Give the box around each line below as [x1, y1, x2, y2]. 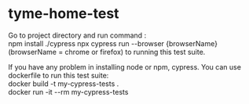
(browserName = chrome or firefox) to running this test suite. [8, 47, 206, 56]
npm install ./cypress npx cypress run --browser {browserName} [8, 38, 218, 48]
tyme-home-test [8, 5, 119, 23]
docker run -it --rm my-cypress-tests [8, 87, 129, 96]
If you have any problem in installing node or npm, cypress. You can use [8, 62, 242, 71]
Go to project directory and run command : [8, 30, 147, 40]
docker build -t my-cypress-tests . [8, 79, 119, 88]
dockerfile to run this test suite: [8, 70, 109, 80]
